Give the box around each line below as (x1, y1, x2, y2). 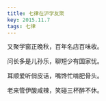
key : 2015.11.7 (7, 16, 51, 23)
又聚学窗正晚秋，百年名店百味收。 (7, 43, 103, 51)
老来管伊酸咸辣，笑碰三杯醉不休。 (7, 87, 103, 95)
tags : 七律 (7, 23, 36, 30)
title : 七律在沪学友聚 (7, 10, 65, 17)
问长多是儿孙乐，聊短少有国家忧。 (7, 57, 103, 65)
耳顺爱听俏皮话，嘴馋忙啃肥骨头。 (7, 71, 103, 80)
